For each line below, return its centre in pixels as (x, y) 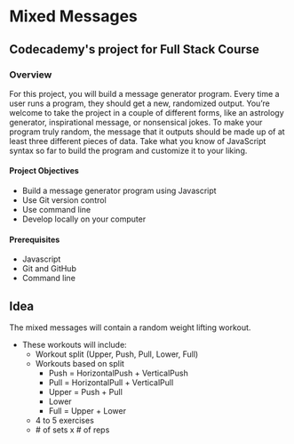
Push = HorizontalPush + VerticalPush (118, 373)
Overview (31, 75)
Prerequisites (35, 239)
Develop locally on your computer (84, 219)
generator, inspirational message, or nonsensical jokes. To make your (136, 122)
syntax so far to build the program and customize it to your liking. (128, 150)
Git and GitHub (49, 269)
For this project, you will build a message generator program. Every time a (144, 93)
